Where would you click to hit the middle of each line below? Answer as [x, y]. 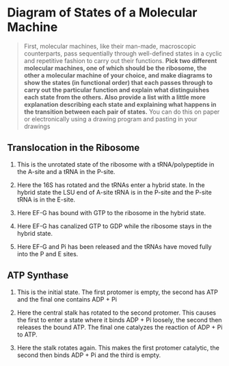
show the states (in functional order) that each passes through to [118, 82]
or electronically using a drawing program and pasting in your [110, 119]
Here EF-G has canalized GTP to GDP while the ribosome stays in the [114, 226]
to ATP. [27, 334]
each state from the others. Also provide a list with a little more [115, 97]
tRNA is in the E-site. [46, 199]
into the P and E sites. [48, 254]
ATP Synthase [38, 276]
